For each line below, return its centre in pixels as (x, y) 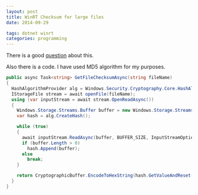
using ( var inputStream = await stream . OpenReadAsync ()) (83, 100)
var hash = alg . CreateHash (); (54, 116)
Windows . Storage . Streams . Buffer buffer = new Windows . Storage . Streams (105, 110)
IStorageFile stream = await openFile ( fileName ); (73, 94)
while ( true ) (33, 127)
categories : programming (37, 39)
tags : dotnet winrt (30, 33)
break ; (35, 160)
